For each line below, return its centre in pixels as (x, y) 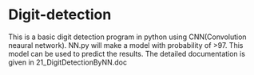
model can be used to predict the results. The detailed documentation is (127, 53)
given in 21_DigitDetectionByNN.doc (68, 62)
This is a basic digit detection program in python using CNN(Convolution (127, 37)
